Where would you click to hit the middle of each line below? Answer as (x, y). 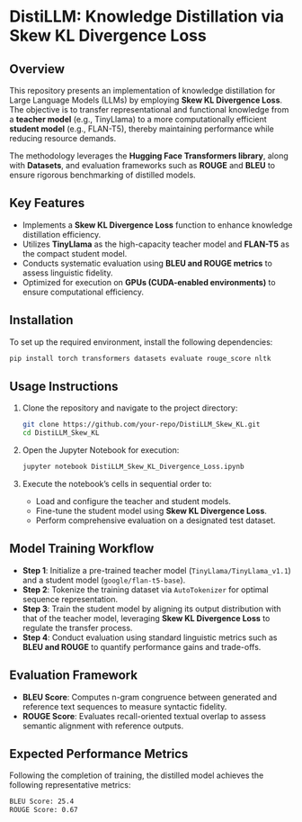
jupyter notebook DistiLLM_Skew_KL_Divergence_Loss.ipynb (133, 467)
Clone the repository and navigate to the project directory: (130, 408)
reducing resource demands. (63, 138)
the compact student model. (75, 253)
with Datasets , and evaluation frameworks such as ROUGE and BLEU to (142, 165)
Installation (41, 320)
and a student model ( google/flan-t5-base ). (104, 580)
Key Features (47, 203)
